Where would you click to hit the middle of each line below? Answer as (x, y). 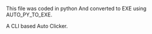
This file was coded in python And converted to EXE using (76, 8)
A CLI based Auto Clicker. (37, 26)
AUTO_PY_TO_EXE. (29, 15)
